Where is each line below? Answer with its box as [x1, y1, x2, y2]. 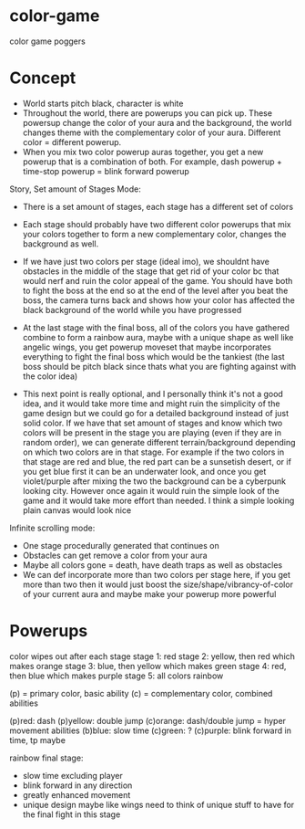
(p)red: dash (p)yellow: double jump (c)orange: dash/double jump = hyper [9, 715, 287, 726]
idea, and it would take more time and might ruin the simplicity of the [22, 398, 280, 409]
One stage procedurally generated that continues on [22, 540, 220, 551]
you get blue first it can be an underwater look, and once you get [22, 466, 267, 477]
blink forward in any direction [22, 780, 133, 791]
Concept [9, 68, 76, 89]
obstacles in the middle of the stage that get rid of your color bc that [22, 266, 280, 277]
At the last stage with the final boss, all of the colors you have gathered [22, 321, 290, 333]
